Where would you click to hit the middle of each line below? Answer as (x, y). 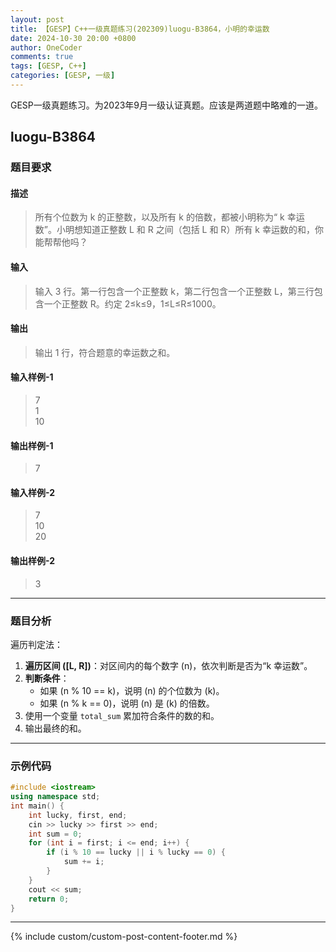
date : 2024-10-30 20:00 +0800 (73, 38)
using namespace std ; (55, 797)
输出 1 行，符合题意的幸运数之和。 (105, 352)
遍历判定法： (36, 644)
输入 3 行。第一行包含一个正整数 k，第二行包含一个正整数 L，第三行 (174, 291)
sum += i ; (84, 862)
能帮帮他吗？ (61, 242)
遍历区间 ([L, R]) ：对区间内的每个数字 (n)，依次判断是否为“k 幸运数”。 (168, 665)
